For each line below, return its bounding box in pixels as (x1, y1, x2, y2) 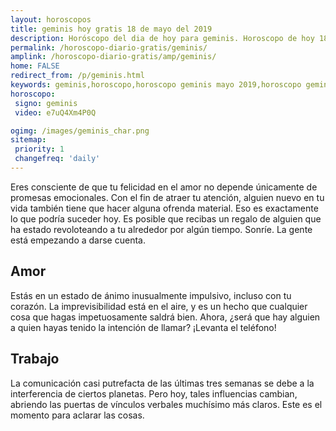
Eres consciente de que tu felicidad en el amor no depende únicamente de (10, 181, 318, 193)
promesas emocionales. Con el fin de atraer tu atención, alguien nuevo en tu (10, 191, 325, 203)
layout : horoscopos (10, 14, 92, 25)
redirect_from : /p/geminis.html (10, 71, 145, 81)
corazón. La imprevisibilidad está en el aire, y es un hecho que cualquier (10, 300, 308, 312)
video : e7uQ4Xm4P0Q (14, 107, 97, 118)
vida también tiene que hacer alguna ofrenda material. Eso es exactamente (10, 202, 319, 214)
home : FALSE (10, 61, 60, 71)
